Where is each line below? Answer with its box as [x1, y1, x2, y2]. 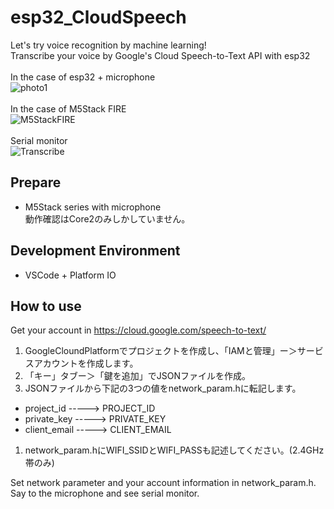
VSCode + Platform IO [24, 269, 117, 281]
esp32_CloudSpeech [10, 6, 187, 29]
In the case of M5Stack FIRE [10, 102, 127, 115]
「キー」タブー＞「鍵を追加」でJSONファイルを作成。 [24, 370, 252, 382]
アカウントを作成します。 [33, 357, 139, 370]
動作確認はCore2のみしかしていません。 [24, 212, 191, 225]
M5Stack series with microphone [24, 201, 162, 213]
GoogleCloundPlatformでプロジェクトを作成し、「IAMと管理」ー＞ [24, 345, 298, 357]
